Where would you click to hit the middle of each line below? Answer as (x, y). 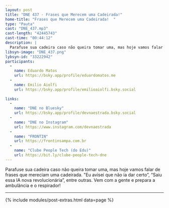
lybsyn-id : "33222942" (29, 57)
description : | (21, 43)
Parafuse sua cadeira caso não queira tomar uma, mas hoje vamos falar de (83, 169)
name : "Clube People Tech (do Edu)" (53, 151)
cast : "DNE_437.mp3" (27, 29)
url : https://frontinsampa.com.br (50, 141)
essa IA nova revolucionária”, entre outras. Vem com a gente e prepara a (80, 180)
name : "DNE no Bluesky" (39, 108)
